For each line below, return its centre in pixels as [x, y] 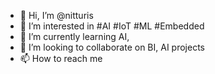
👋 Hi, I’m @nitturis [56, 15]
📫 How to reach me [61, 58]
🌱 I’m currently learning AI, [74, 36]
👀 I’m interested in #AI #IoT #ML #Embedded [112, 26]
